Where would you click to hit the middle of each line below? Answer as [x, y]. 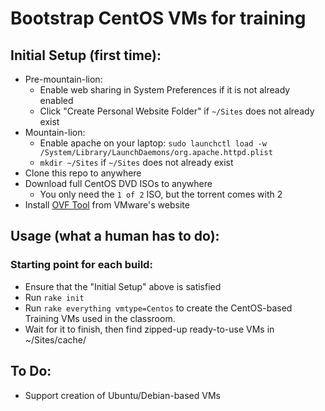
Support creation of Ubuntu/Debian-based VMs [122, 395]
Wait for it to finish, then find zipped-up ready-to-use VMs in [149, 329]
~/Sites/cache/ [55, 339]
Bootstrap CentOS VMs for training [158, 18]
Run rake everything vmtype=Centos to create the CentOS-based [158, 308]
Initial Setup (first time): [86, 55]
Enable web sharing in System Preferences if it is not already [165, 90]
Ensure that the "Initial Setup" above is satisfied [123, 286]
